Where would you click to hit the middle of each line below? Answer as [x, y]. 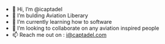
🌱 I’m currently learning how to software [62, 22]
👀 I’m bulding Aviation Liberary [50, 15]
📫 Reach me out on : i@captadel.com [59, 35]
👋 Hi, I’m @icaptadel [37, 9]
